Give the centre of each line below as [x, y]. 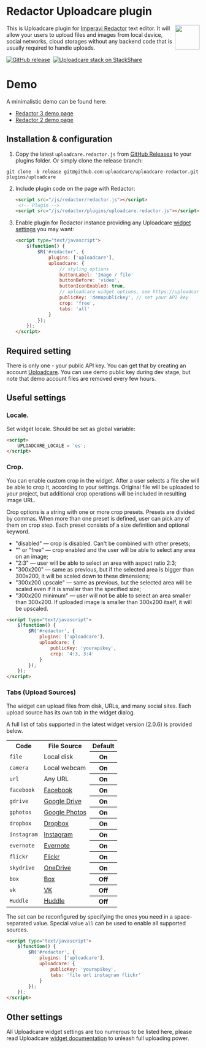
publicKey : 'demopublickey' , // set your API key [124, 298]
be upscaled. [32, 608]
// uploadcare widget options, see [105, 292]
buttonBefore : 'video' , [90, 280]
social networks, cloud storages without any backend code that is [90, 41]
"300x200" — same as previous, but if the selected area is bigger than [105, 569]
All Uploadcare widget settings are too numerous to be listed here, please [99, 1031]
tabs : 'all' [74, 309]
